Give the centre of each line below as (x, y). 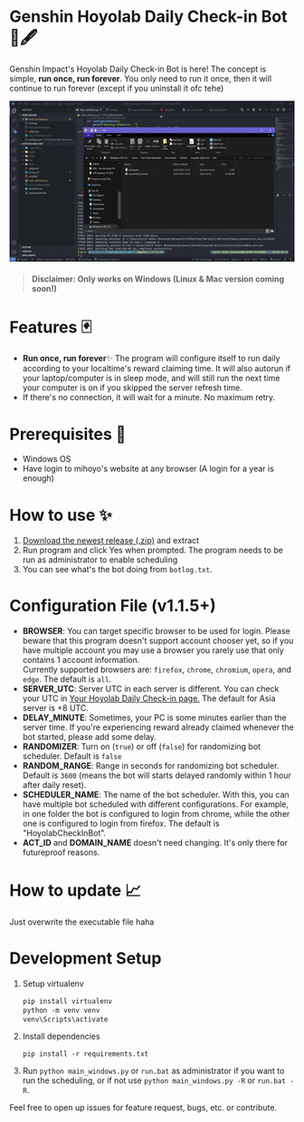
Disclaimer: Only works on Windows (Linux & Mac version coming (158, 279)
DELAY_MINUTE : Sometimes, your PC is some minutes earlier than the (154, 718)
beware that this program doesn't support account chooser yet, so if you (158, 641)
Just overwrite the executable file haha (82, 922)
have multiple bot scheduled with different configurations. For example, (156, 804)
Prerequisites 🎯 (68, 434)
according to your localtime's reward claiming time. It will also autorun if (157, 369)
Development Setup (85, 959)
